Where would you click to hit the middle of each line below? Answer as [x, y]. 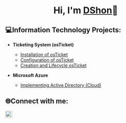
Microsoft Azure [30, 75]
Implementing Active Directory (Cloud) [61, 85]
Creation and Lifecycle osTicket [53, 65]
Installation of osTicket [44, 55]
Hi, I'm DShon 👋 [86, 10]
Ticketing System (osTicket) [43, 45]
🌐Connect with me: [37, 101]
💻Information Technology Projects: [63, 30]
